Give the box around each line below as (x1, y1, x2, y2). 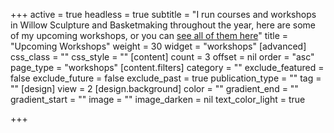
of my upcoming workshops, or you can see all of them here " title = (10, 30, 289, 41)
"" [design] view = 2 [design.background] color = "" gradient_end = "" (10, 83, 299, 94)
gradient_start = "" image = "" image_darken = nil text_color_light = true (10, 94, 306, 105)
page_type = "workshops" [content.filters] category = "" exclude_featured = (10, 62, 325, 73)
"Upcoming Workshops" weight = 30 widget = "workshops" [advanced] (10, 40, 307, 52)
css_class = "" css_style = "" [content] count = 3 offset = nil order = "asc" (10, 51, 315, 63)
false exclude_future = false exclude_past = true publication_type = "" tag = (10, 72, 322, 84)
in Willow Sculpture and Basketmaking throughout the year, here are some (10, 19, 316, 31)
